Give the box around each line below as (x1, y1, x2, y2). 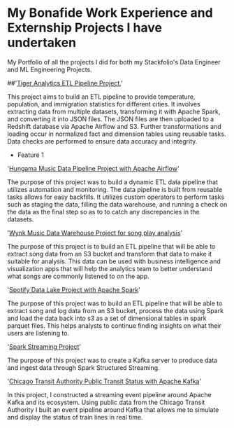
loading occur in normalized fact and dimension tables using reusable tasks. (7, 130, 226, 138)
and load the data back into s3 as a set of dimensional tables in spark (7, 314, 207, 322)
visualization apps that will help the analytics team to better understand (7, 264, 212, 272)
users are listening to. (7, 329, 70, 337)
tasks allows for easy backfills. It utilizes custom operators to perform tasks (7, 193, 225, 201)
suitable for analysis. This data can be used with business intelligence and (7, 257, 221, 265)
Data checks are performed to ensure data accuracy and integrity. (7, 137, 198, 145)
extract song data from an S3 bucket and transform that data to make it (7, 249, 212, 258)
